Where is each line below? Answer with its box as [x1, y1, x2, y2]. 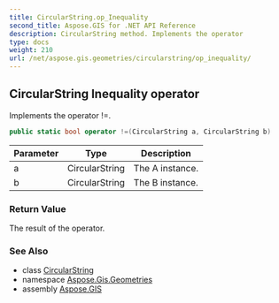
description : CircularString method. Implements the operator [9, 29, 244, 38]
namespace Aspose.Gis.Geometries [21, 275, 153, 285]
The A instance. [133, 162, 199, 174]
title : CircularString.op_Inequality [9, 12, 149, 22]
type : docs [9, 37, 50, 47]
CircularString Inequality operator [9, 87, 200, 102]
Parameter [13, 147, 59, 159]
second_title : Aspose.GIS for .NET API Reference [9, 21, 197, 30]
